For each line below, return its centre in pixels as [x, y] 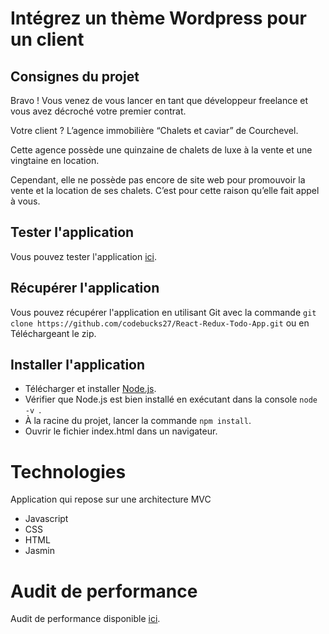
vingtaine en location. [55, 160]
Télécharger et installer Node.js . [90, 389]
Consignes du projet [75, 76]
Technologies [68, 471]
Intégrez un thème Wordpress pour [158, 18]
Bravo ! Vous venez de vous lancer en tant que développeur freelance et [159, 100]
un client [47, 39]
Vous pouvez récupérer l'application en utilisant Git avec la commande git [163, 312]
